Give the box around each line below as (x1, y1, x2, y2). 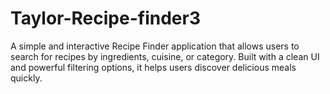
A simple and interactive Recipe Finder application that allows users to (10, 40, 300, 52)
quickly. (10, 72, 43, 84)
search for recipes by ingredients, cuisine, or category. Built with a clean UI (10, 50, 320, 62)
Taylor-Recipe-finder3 (10, 7, 201, 30)
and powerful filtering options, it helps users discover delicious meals (10, 61, 297, 73)
